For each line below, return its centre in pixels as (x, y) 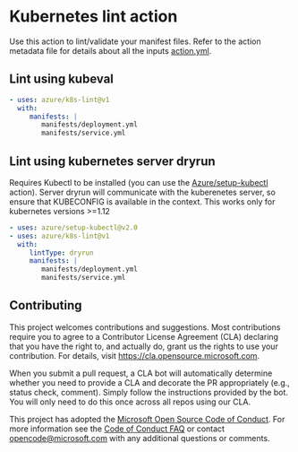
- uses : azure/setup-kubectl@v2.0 (74, 227)
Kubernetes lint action (94, 17)
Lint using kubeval (62, 79)
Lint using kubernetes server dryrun (113, 161)
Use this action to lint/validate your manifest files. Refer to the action (135, 41)
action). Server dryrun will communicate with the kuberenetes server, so (142, 192)
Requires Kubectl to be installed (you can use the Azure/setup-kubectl (139, 182)
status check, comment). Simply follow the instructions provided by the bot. (149, 392)
